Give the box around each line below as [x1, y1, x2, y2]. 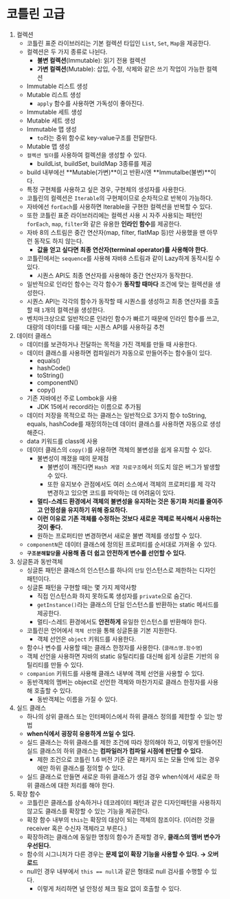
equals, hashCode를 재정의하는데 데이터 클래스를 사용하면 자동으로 [26, 419, 209, 427]
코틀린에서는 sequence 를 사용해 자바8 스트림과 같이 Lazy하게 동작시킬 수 [26, 254, 221, 262]
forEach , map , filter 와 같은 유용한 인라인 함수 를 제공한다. [26, 220, 182, 228]
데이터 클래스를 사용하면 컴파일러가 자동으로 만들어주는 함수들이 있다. [26, 348, 212, 357]
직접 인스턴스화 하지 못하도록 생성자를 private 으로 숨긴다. [36, 591, 193, 600]
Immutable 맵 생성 [26, 125, 77, 133]
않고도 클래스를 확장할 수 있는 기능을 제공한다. [26, 807, 150, 815]
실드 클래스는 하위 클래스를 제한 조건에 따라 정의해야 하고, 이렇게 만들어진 [26, 738, 223, 746]
